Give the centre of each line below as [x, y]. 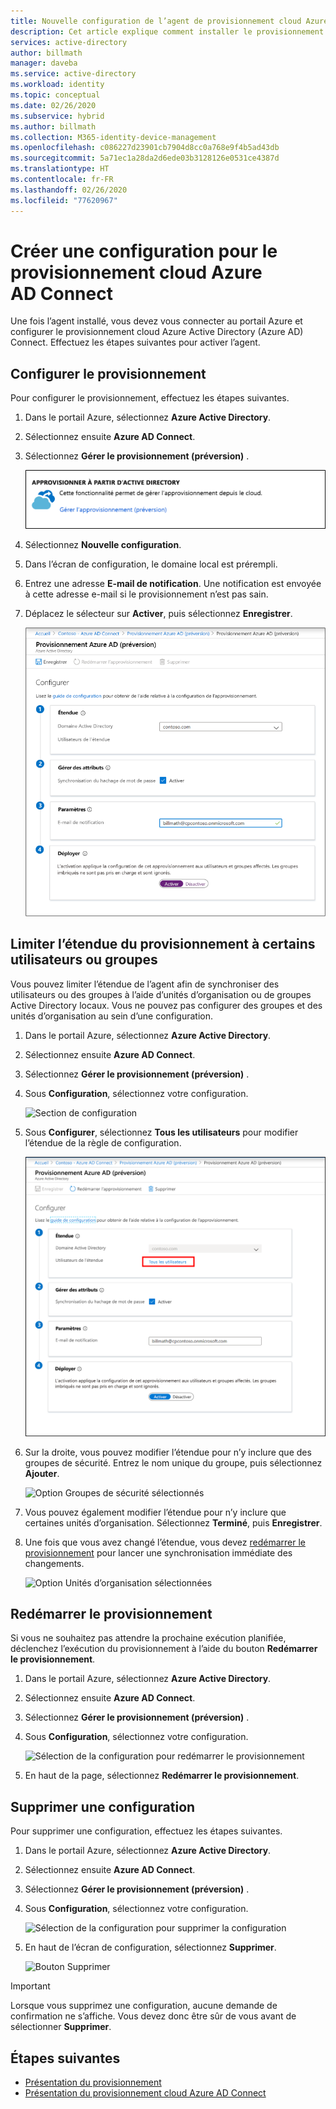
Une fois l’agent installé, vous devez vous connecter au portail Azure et [156, 321]
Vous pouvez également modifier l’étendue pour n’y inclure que [155, 1512]
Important [30, 1986]
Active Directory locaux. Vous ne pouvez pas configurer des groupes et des [166, 1005]
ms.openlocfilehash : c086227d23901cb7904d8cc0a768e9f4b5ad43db [145, 148]
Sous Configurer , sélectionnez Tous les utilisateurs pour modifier [161, 1132]
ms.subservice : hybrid [57, 116]
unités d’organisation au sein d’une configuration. [112, 1016]
